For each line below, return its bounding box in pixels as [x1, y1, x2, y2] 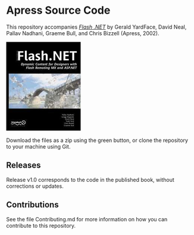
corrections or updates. [6, 183, 64, 190]
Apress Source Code [6, 4, 111, 17]
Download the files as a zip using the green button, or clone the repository [6, 137, 189, 144]
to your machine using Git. [6, 143, 71, 150]
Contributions [6, 200, 59, 210]
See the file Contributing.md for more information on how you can [6, 215, 168, 222]
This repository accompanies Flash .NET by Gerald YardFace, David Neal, [6, 23, 187, 30]
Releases [6, 160, 41, 171]
